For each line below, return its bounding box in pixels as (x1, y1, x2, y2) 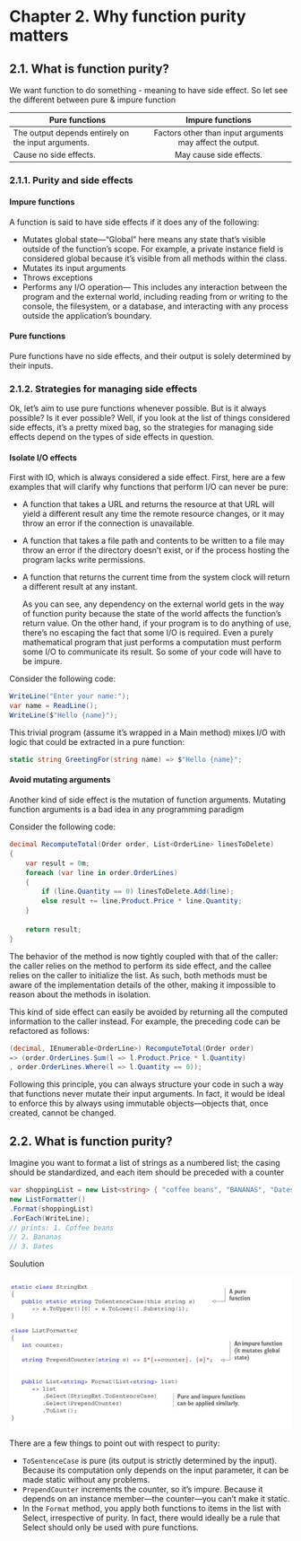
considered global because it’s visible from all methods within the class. (21, 253, 288, 264)
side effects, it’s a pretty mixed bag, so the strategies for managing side (9, 422, 274, 433)
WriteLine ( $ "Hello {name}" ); (9, 711, 118, 720)
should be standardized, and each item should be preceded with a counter (9, 1167, 285, 1178)
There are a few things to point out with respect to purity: (9, 1438, 220, 1449)
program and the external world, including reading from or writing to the (21, 291, 288, 302)
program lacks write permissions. (21, 555, 146, 565)
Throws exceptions (21, 272, 94, 283)
